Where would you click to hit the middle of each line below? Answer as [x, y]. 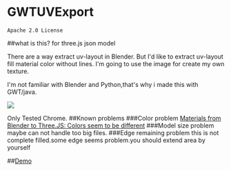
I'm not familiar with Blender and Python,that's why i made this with [103, 84]
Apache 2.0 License [35, 30]
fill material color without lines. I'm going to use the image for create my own [116, 63]
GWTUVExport [51, 12]
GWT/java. [22, 92]
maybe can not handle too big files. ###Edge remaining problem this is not [113, 132]
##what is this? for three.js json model [61, 43]
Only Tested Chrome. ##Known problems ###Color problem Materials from [114, 118]
